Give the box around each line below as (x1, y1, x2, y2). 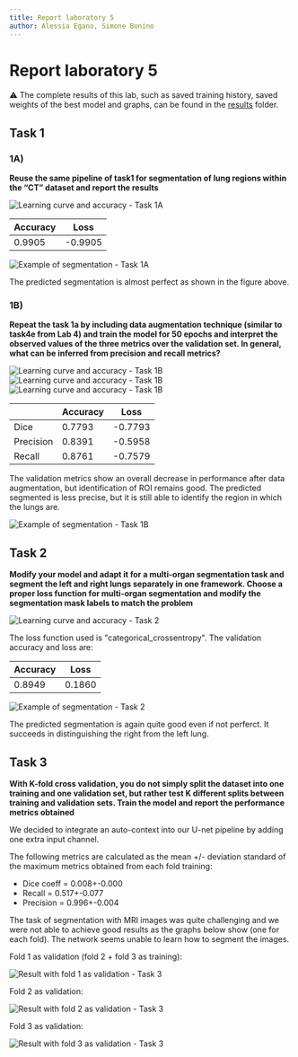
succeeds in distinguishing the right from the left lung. (9, 728, 209, 739)
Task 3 (9, 754, 48, 770)
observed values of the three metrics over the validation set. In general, (9, 339, 282, 349)
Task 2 (9, 545, 48, 560)
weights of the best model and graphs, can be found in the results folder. (9, 100, 279, 110)
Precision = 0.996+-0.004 (22, 897, 119, 908)
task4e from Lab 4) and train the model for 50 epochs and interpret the (9, 329, 278, 339)
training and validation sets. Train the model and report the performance (9, 797, 285, 808)
